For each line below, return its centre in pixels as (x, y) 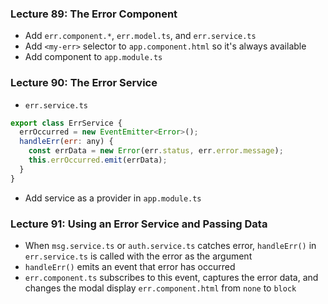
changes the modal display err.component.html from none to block (160, 288)
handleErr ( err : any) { (66, 142)
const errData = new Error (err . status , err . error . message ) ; (156, 151)
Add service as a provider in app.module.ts (113, 198)
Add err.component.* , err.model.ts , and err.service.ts (140, 36)
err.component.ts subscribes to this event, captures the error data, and (171, 278)
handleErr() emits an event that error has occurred (130, 267)
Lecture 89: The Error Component (94, 14)
